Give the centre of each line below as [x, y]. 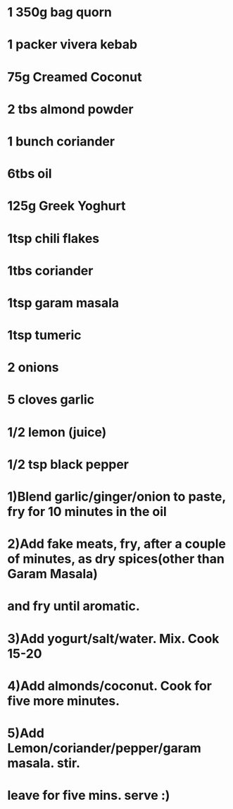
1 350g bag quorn [60, 12]
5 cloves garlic [51, 400]
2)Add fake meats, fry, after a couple [117, 544]
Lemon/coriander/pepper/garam [105, 748]
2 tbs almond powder [70, 109]
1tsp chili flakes [53, 238]
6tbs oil [30, 174]
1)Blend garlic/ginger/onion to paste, [117, 497]
